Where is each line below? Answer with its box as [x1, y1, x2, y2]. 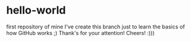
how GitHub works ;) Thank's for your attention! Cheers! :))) [6, 29, 155, 36]
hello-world [6, 4, 66, 17]
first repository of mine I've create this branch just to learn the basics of [6, 23, 186, 30]
